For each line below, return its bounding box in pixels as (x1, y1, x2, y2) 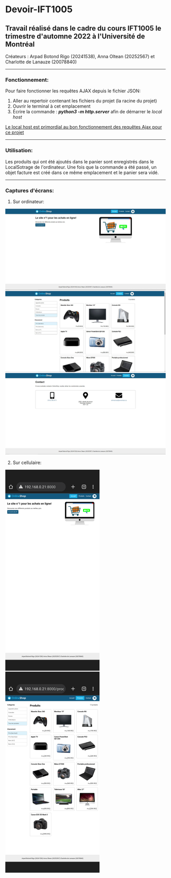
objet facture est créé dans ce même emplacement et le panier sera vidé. (5, 169, 159, 176)
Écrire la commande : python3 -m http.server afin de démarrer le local (12, 109, 162, 115)
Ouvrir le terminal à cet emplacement (12, 103, 91, 109)
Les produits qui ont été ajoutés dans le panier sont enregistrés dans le (5, 158, 154, 164)
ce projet (5, 129, 24, 136)
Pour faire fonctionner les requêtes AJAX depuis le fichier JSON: (5, 88, 141, 94)
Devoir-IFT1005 (5, 4, 73, 15)
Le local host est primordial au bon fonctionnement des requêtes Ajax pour (5, 124, 162, 130)
